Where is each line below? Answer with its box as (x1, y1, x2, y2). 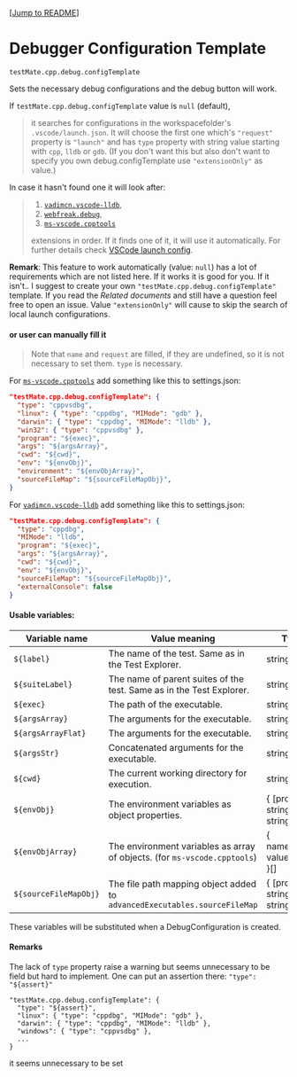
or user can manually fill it (9, 329, 107, 339)
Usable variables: (9, 609, 75, 620)
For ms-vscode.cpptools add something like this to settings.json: (9, 376, 241, 386)
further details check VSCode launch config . (30, 244, 194, 255)
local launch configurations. (9, 308, 110, 319)
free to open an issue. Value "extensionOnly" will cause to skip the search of (9, 299, 288, 309)
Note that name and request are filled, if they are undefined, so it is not (30, 349, 285, 360)
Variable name (25, 632, 88, 644)
